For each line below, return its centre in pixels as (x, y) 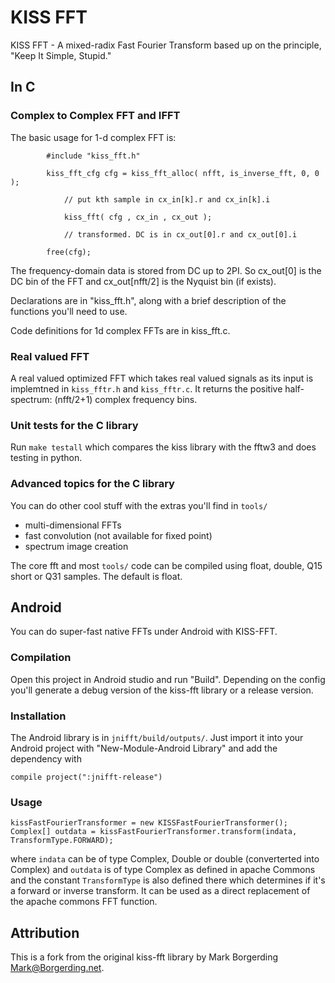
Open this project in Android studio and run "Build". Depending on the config (168, 679)
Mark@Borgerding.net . (57, 968)
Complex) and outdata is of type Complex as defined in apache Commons (163, 870)
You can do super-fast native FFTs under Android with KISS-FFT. (144, 632)
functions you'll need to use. (69, 311)
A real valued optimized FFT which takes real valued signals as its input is (162, 378)
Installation (38, 716)
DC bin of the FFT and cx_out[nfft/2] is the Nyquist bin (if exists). (143, 281)
